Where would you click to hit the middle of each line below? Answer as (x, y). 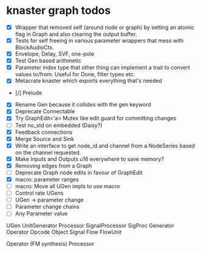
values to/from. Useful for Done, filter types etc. (75, 74)
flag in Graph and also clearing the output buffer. (76, 34)
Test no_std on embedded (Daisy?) (59, 125)
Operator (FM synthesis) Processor (50, 244)
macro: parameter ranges (47, 179)
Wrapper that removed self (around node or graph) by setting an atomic (105, 27)
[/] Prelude (29, 93)
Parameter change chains (47, 207)
